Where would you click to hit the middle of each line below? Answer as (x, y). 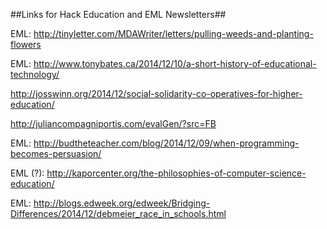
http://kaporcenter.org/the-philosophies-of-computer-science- (176, 173)
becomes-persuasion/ (56, 153)
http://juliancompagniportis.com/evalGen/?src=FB (113, 123)
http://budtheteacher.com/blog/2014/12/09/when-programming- (166, 143)
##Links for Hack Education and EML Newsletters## (118, 14)
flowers (26, 44)
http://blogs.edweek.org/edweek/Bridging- (122, 203)
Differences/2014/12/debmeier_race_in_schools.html (118, 213)
